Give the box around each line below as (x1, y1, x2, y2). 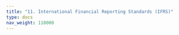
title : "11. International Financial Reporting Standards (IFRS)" (6, 8, 174, 15)
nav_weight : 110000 (6, 20, 55, 26)
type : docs (6, 14, 33, 20)
